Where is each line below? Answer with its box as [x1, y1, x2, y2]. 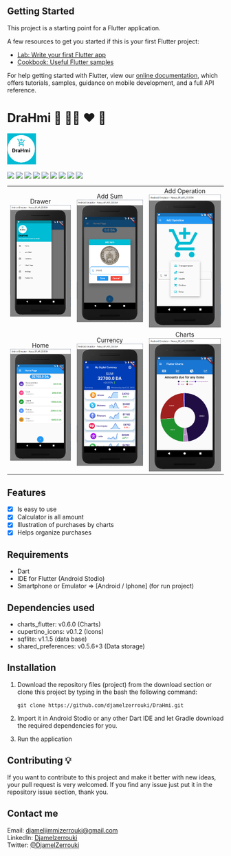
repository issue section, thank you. [7, 788, 109, 796]
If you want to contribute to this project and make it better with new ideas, [7, 773, 217, 782]
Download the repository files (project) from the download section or [16, 680, 212, 688]
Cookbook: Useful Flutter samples [16, 58, 114, 66]
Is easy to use [16, 505, 57, 513]
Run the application [16, 735, 72, 743]
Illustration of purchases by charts [16, 521, 115, 529]
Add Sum [96, 192, 123, 200]
